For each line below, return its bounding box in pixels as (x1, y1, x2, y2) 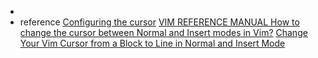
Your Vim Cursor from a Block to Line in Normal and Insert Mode (19, 37, 286, 49)
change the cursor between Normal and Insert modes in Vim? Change (19, 27, 308, 38)
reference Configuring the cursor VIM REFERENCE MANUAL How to (19, 16, 300, 28)
